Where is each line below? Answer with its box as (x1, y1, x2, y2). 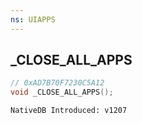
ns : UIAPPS (10, 14, 56, 25)
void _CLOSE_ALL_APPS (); (10, 87, 114, 98)
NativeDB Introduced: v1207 (10, 106, 128, 116)
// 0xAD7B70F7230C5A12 (10, 78, 105, 88)
